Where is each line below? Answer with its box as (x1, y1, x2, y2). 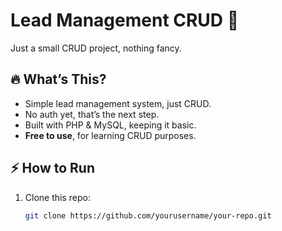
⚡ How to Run (10, 160, 96, 177)
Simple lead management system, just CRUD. (24, 97, 212, 109)
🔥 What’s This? (10, 71, 107, 88)
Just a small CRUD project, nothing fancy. (10, 42, 182, 54)
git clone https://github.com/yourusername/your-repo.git (24, 210, 272, 221)
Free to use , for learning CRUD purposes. (24, 129, 197, 141)
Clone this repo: (24, 191, 91, 203)
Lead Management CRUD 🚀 (10, 9, 240, 32)
